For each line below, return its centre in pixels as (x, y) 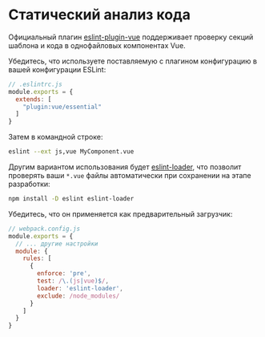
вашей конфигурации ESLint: (57, 69)
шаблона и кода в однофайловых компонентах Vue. (97, 45)
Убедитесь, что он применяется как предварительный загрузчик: (120, 213)
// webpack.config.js (44, 229)
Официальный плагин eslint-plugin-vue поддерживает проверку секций (131, 37)
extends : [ (34, 99)
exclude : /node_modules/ (78, 296)
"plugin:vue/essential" (62, 107)
